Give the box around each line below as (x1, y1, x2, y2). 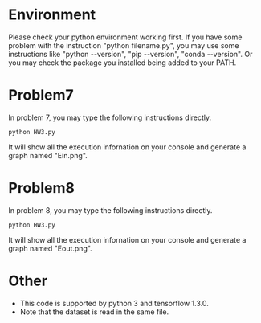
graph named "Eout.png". (8, 243, 92, 253)
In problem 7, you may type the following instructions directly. (8, 112, 212, 122)
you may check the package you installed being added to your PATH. (8, 58, 237, 67)
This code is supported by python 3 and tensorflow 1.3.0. (19, 298, 209, 308)
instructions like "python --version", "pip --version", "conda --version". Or (8, 49, 253, 59)
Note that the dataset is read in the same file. (19, 307, 169, 317)
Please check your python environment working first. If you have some (8, 32, 243, 42)
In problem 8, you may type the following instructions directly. (8, 205, 213, 215)
